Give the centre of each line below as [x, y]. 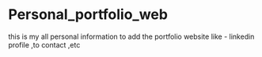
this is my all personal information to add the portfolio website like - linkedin [131, 36]
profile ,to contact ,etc [44, 44]
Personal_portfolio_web [88, 15]
